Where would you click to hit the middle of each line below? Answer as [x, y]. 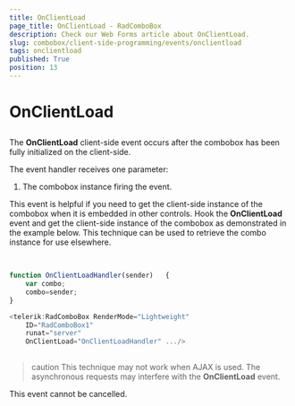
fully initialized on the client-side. [70, 152]
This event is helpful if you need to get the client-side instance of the [136, 204]
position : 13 [34, 68]
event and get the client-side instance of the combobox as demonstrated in [148, 223]
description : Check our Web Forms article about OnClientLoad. [130, 34]
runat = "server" [54, 333]
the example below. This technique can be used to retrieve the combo [138, 233]
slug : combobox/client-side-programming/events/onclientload [126, 43]
